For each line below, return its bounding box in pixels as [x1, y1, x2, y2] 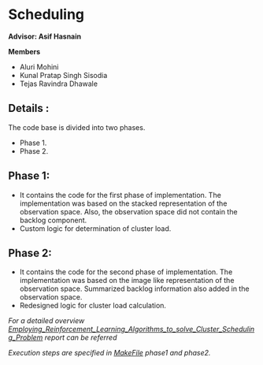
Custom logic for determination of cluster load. [19, 223, 172, 233]
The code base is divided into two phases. [8, 122, 146, 132]
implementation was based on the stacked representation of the [19, 199, 228, 208]
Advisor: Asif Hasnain [8, 32, 82, 41]
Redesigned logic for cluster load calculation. [19, 301, 167, 311]
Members [8, 47, 41, 56]
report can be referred [44, 333, 117, 342]
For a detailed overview [8, 316, 85, 326]
